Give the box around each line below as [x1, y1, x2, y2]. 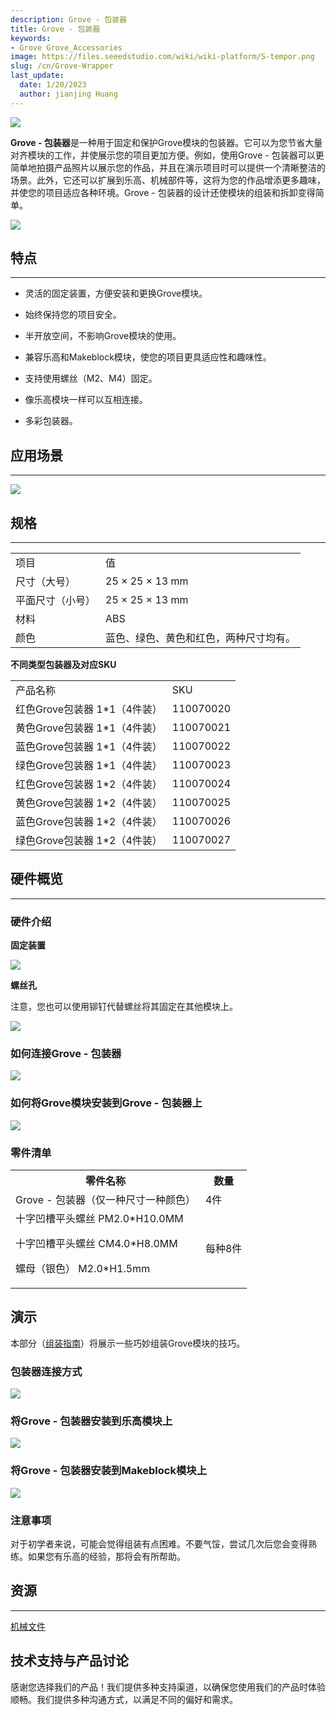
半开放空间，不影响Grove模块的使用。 [24, 330, 182, 342]
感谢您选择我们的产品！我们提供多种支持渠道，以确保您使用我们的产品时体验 [10, 1681, 326, 1693]
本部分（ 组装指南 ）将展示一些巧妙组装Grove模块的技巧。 [10, 1337, 246, 1349]
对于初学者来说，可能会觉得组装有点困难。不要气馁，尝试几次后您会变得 [10, 1538, 308, 1550]
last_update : [10, 71, 65, 81]
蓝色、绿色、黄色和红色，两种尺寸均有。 [105, 631, 297, 645]
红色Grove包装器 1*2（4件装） [15, 777, 163, 791]
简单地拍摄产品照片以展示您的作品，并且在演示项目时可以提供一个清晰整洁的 [10, 161, 326, 173]
